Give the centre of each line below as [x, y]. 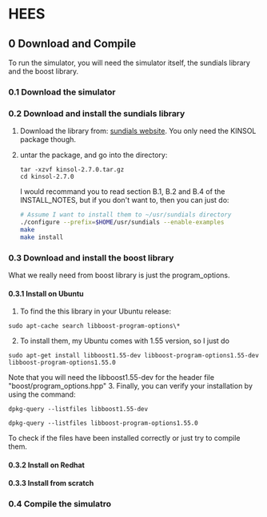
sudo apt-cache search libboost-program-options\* [94, 326]
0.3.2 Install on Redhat [47, 465]
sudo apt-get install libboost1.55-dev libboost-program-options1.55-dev [134, 356]
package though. [48, 139]
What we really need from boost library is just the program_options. [119, 275]
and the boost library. [44, 71]
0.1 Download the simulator [62, 91]
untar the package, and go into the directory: [94, 155]
